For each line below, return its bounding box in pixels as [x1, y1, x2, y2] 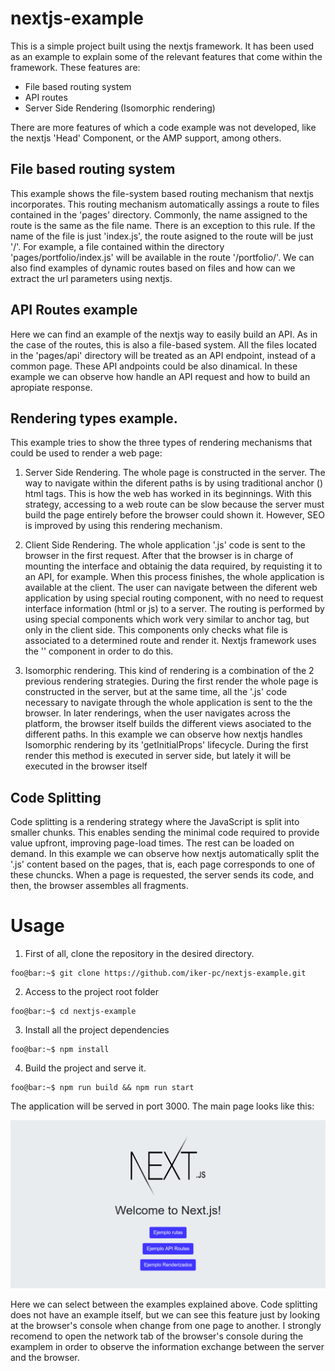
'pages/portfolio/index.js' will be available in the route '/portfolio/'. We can [10, 251, 315, 263]
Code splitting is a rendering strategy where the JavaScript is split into [10, 816, 300, 828]
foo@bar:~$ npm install [10, 1045, 110, 1055]
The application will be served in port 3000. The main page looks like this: [10, 1100, 315, 1112]
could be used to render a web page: [10, 447, 163, 459]
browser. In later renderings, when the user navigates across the [24, 707, 291, 719]
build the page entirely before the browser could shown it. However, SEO [24, 509, 325, 521]
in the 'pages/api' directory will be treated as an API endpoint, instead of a [10, 349, 317, 361]
